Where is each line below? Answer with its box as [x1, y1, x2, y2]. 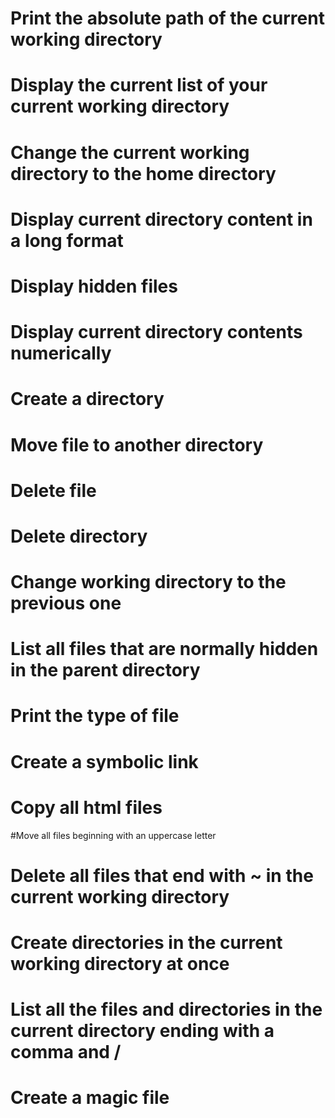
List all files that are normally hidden [10, 638, 319, 661]
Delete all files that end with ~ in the [10, 864, 314, 887]
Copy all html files [10, 796, 163, 819]
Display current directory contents [10, 321, 303, 344]
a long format [10, 229, 124, 252]
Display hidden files [10, 275, 178, 297]
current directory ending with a [10, 1020, 275, 1042]
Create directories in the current [10, 931, 283, 954]
